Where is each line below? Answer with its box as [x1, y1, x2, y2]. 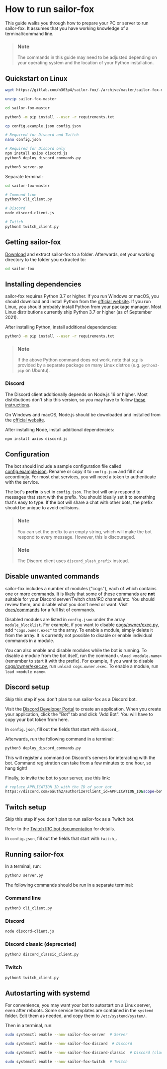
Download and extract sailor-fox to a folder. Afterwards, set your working [5, 251, 155, 257]
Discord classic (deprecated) [5, 941, 77, 948]
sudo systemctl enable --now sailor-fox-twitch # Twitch [5, 1059, 128, 1064]
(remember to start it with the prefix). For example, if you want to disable [5, 658, 154, 664]
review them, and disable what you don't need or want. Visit [5, 601, 128, 607]
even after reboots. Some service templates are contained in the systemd [5, 1008, 154, 1014]
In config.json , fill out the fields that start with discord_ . [5, 726, 120, 732]
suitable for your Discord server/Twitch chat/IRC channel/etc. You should [5, 596, 155, 602]
